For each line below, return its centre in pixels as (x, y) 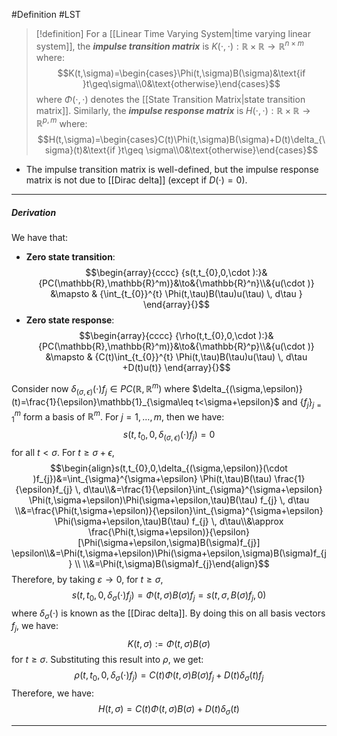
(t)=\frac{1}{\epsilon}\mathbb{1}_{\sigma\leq (102, 401)
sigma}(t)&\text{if (80, 150)
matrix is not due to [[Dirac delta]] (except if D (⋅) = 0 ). (136, 180)
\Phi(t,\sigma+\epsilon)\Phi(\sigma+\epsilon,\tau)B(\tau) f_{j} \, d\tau (169, 500)
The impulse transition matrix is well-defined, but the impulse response (172, 170)
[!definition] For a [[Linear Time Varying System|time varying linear (173, 33)
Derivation (34, 212)
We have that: (40, 238)
